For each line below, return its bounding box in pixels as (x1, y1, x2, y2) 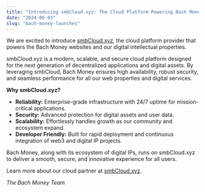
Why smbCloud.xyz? (6, 87, 61, 94)
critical (15, 105, 32, 112)
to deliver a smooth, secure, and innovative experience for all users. (6, 155, 177, 163)
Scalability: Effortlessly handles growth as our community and (15, 118, 173, 125)
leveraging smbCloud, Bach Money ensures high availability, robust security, (6, 68, 199, 76)
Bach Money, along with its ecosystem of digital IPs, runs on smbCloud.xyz (6, 149, 195, 156)
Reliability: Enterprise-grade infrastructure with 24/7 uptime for (15, 98, 176, 105)
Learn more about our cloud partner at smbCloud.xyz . (6, 167, 142, 174)
